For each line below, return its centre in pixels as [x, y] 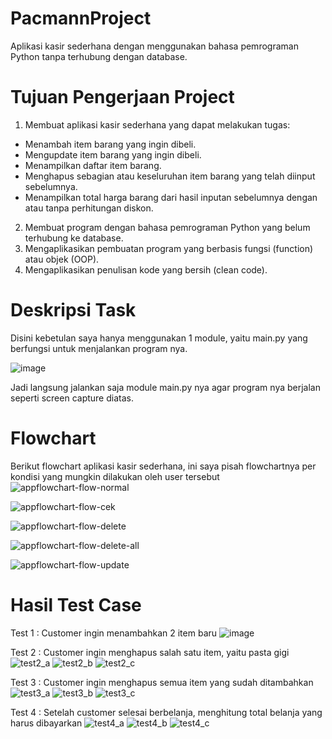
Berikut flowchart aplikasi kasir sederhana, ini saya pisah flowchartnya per [163, 466]
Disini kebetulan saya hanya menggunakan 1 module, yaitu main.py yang [159, 338]
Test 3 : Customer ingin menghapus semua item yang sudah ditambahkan [162, 682]
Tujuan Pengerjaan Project [122, 97]
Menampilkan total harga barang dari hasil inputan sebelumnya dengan [171, 197]
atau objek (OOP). [62, 259]
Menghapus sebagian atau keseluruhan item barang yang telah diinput [170, 176]
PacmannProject [81, 18]
